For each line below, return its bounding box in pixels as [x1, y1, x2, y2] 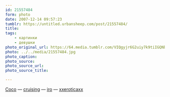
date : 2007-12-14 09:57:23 [5, 17, 62, 22]
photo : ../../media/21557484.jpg [5, 49, 76, 54]
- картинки [14, 36, 37, 41]
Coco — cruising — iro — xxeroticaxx [5, 86, 83, 92]
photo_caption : [5, 54, 37, 59]
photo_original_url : [5, 45, 49, 50]
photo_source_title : [5, 68, 49, 73]
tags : [5, 31, 17, 36]
